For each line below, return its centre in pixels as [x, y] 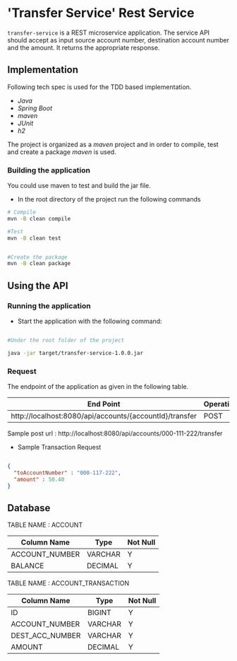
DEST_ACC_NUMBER [46, 636]
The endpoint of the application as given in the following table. [98, 387]
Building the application [49, 170]
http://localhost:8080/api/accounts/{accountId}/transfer [104, 416]
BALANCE [28, 566]
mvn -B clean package [39, 264]
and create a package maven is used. [62, 152]
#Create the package [38, 257]
